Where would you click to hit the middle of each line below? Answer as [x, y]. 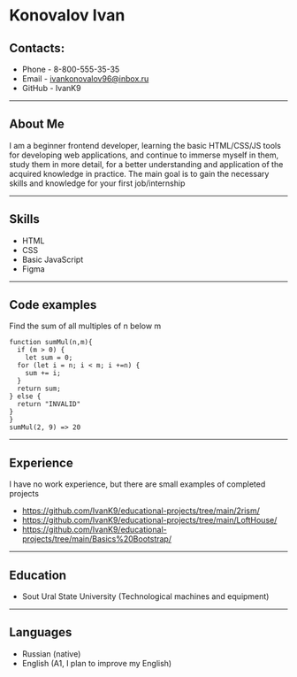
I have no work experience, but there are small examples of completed [137, 484]
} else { [25, 396]
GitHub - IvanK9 [51, 88]
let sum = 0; [49, 358]
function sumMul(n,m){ [51, 342]
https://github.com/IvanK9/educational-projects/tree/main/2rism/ [141, 511]
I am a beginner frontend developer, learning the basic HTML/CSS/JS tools [145, 145]
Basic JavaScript [53, 259]
